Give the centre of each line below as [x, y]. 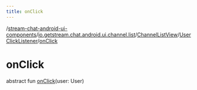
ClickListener [22, 41]
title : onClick [25, 11]
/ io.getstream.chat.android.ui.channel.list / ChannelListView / [108, 34]
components [21, 34]
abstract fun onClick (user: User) [45, 81]
